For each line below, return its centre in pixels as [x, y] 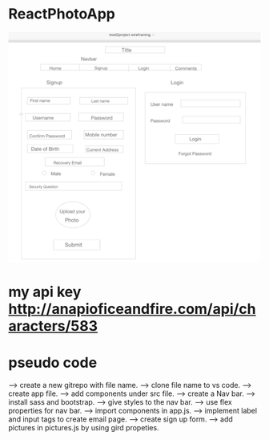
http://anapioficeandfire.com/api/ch [132, 309]
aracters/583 [53, 326]
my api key [45, 292]
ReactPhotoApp [62, 14]
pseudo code [53, 363]
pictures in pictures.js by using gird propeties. [84, 427]
